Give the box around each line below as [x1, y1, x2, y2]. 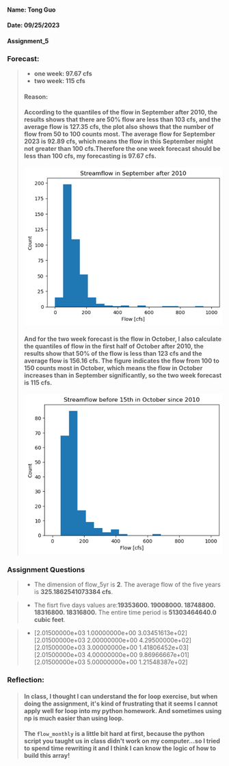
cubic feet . [33, 616, 66, 624]
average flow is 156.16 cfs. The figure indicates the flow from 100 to [23, 357, 220, 365]
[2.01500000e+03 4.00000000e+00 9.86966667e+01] [33, 651, 189, 659]
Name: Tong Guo [7, 5, 56, 14]
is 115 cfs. [23, 378, 53, 387]
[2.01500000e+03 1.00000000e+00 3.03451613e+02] [33, 629, 188, 637]
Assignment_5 [7, 36, 49, 45]
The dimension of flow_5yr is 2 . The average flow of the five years [33, 580, 221, 589]
